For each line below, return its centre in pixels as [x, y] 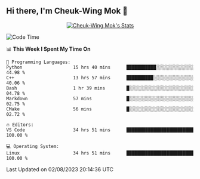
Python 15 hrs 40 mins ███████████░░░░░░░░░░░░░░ [100, 67]
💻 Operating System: [33, 146]
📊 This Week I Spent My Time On [48, 49]
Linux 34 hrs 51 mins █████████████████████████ [100, 153]
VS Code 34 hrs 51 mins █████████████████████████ [100, 130]
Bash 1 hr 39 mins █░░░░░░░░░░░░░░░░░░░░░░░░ [100, 88]
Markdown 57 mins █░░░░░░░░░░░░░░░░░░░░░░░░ [100, 98]
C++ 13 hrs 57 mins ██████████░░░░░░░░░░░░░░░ [100, 78]
